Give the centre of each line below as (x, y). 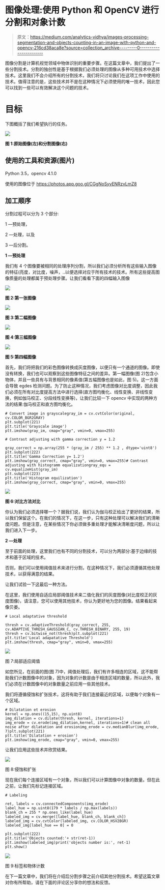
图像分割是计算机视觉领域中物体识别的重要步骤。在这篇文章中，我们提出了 (80, 63)
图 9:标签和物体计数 (25, 865)
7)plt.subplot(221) (25, 731)
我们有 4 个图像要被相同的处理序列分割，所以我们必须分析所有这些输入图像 (81, 266)
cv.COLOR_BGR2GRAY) (25, 418)
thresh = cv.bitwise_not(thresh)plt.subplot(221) (57, 633)
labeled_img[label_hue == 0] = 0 (39, 825)
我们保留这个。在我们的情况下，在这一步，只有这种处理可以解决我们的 (80, 518)
